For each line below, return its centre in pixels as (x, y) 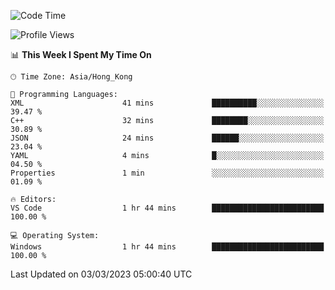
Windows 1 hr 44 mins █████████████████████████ (167, 247)
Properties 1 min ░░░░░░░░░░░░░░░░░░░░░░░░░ (167, 173)
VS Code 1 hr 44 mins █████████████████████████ (167, 208)
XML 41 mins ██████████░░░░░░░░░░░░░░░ (167, 103)
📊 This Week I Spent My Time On (81, 54)
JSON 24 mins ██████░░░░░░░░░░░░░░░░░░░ (167, 138)
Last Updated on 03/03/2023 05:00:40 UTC (101, 274)
